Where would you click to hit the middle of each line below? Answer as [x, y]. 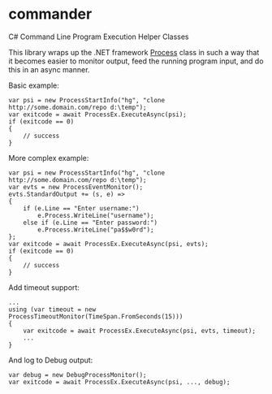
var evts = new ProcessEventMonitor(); [76, 187]
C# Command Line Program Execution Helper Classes [99, 37]
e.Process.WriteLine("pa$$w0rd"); [96, 229]
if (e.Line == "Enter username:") [81, 208]
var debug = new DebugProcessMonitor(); [78, 375]
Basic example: [34, 85]
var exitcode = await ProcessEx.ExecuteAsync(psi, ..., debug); [119, 382]
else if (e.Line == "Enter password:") [91, 223]
